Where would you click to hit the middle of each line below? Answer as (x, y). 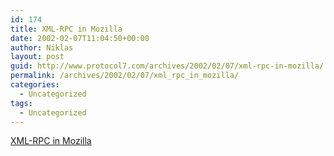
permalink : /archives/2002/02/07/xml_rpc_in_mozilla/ (125, 76)
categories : (35, 85)
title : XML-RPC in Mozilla (66, 29)
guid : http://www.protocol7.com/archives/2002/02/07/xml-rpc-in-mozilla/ (167, 66)
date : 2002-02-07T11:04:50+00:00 (80, 38)
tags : (21, 103)
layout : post (37, 57)
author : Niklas (42, 47)
